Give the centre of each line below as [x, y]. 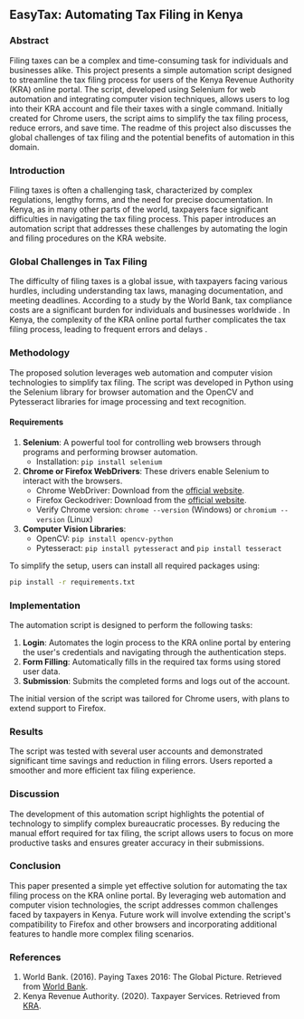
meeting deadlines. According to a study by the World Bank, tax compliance [151, 300]
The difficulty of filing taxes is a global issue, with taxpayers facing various [148, 281]
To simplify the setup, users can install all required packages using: [135, 566]
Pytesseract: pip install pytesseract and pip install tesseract [159, 548]
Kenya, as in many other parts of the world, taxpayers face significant [139, 209]
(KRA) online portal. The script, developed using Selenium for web [133, 89]
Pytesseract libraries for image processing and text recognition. [128, 401]
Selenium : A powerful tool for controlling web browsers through [142, 442]
